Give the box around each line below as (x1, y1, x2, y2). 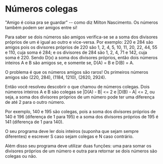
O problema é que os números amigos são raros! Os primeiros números (5, 69, 148, 75)
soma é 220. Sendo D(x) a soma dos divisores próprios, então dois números (5, 54, 158, 60)
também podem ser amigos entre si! (5, 24, 78, 30)
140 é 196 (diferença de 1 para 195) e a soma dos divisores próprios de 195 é (5, 114, 159, 119)
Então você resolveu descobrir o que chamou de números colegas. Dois (5, 83, 150, 89)
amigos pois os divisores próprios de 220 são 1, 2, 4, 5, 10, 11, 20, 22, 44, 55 (5, 44, 158, 50)
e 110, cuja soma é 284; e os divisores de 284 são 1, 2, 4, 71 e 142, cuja (5, 49, 147, 55)
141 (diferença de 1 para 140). (5, 119, 64, 125)
